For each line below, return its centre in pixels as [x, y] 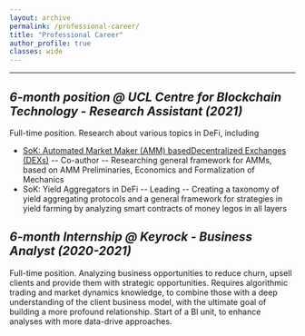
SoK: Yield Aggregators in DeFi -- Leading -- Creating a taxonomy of [151, 189]
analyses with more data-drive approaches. [91, 321]
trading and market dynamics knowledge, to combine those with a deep [144, 292]
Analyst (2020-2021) [70, 251]
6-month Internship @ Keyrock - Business [131, 237]
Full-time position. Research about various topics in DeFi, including [134, 133]
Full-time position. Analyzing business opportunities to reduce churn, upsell [151, 272]
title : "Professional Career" [67, 35]
